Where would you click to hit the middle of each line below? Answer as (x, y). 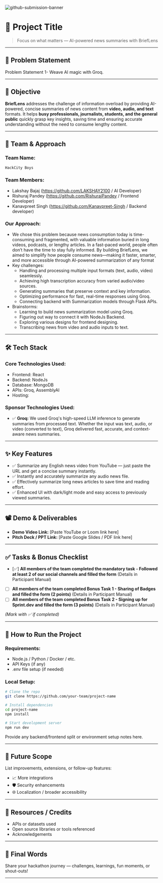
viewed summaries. (32, 498)
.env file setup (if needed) (38, 669)
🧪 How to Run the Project (43, 634)
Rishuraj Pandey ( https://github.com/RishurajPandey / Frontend (75, 196)
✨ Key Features (29, 454)
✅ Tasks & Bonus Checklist (47, 557)
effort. (18, 487)
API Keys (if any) (29, 664)
